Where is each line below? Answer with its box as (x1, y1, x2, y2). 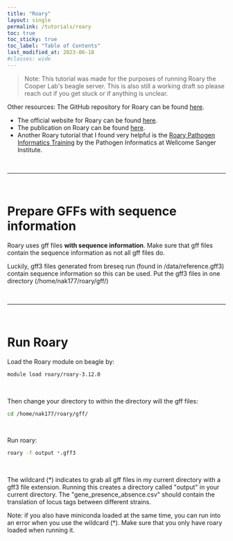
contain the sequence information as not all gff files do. (7, 248, 165, 257)
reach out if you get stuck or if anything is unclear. (24, 89, 169, 97)
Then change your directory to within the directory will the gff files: (7, 397, 199, 405)
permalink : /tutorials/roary (7, 23, 92, 30)
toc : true (7, 29, 36, 37)
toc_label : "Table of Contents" (7, 42, 101, 49)
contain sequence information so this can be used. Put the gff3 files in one (7, 269, 221, 278)
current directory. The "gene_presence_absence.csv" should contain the (7, 490, 215, 499)
